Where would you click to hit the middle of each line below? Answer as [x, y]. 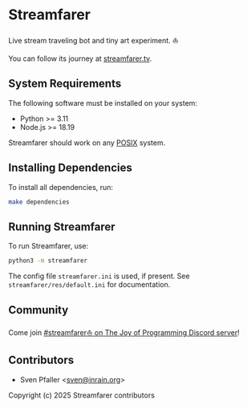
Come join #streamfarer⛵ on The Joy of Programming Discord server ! [124, 332]
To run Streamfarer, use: [49, 246]
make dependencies [39, 202]
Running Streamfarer [62, 226]
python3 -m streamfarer [48, 261]
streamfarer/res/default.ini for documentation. [89, 285]
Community [38, 310]
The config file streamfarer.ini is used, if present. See [99, 276]
